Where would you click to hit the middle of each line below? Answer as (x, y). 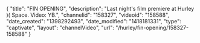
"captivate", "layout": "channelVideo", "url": (60, 27)
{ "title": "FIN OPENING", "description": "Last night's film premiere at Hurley (100, 9)
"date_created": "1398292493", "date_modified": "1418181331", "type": (94, 21)
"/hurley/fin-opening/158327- (152, 27)
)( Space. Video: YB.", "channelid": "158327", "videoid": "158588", (88, 15)
